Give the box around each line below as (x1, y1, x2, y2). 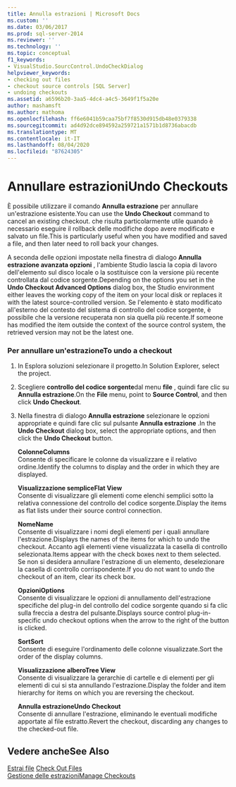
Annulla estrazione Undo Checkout (17, 702, 121, 711)
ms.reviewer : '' (7, 37, 55, 44)
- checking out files (7, 76, 71, 83)
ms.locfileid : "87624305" (7, 148, 83, 155)
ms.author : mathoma (7, 109, 65, 116)
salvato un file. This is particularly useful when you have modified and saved (7, 232, 228, 240)
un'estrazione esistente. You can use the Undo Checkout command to (7, 209, 210, 217)
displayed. (17, 470, 48, 479)
